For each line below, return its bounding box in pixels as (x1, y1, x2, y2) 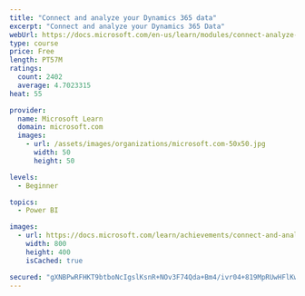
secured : (9, 272, 43, 281)
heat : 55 (9, 89, 43, 98)
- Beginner (17, 181, 59, 191)
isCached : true (25, 256, 84, 265)
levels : (9, 173, 39, 182)
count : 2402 (17, 73, 64, 82)
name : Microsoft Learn (17, 114, 103, 123)
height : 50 (33, 156, 75, 165)
